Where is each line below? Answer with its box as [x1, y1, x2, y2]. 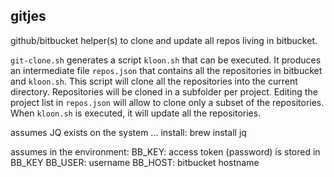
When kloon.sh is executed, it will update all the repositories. [10, 107, 262, 119]
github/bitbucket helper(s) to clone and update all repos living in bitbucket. [10, 34, 318, 46]
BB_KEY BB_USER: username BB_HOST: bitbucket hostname [10, 156, 260, 168]
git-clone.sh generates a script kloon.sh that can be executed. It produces [10, 54, 322, 66]
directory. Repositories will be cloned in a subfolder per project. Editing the [10, 85, 318, 98]
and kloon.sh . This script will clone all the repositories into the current [10, 75, 298, 87]
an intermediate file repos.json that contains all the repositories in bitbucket [10, 64, 323, 76]
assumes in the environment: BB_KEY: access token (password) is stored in [10, 145, 321, 158]
